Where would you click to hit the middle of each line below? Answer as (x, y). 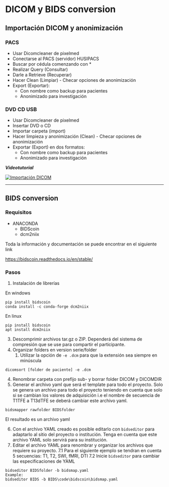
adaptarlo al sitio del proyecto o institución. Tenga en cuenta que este (85, 434)
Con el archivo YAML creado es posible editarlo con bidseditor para (83, 429)
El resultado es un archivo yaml (38, 419)
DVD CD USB (21, 109)
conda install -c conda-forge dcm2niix (47, 307)
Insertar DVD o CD (32, 126)
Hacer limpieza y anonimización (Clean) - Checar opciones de (77, 136)
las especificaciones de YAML (44, 461)
